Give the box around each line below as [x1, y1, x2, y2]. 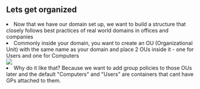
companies [6, 33, 34, 40]
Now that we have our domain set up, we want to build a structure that [14, 20, 186, 27]
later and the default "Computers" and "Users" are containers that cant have [6, 71, 194, 78]
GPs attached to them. [6, 77, 61, 84]
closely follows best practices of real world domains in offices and [6, 27, 168, 34]
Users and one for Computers [6, 52, 79, 59]
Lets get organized [6, 5, 77, 15]
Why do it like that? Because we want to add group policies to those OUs [14, 64, 192, 71]
